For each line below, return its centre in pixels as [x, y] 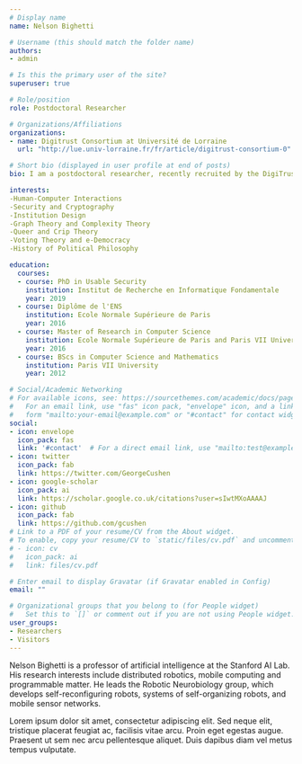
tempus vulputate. [43, 749]
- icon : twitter [40, 457]
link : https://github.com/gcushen [82, 524]
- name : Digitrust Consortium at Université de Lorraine [118, 141]
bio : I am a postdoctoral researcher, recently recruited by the [134, 174]
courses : [34, 273]
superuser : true [40, 84]
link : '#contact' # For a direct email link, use [114, 449]
